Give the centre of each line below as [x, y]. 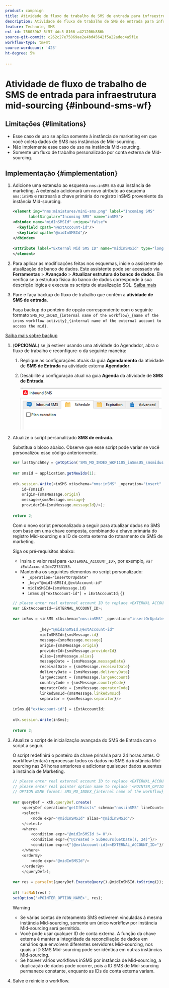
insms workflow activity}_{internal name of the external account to [87, 321]
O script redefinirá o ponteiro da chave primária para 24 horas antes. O [86, 755]
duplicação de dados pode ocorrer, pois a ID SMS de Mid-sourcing [89, 965]
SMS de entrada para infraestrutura [81, 94]
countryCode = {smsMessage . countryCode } [82, 683]
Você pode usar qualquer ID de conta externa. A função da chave [88, 933]
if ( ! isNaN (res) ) [32, 893]
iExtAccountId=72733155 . [46, 566]
